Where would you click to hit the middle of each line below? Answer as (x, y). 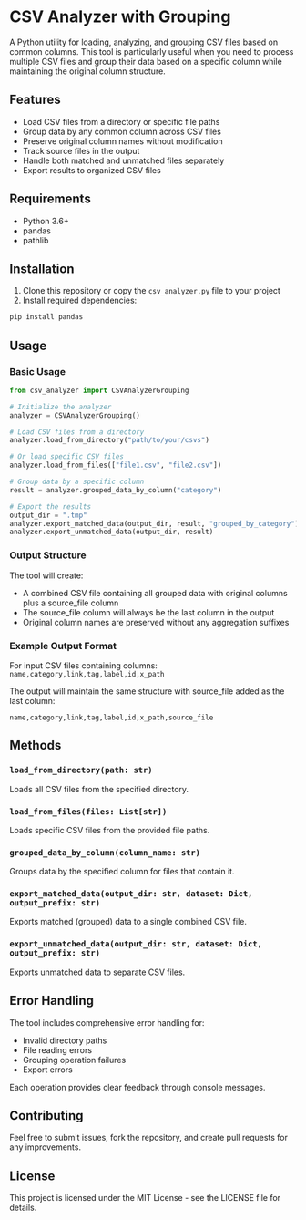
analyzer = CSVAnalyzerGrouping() (75, 415)
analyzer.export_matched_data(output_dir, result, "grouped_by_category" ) (154, 523)
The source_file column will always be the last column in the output (148, 612)
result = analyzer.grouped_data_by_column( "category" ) (116, 490)
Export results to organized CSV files (92, 170)
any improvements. (46, 1147)
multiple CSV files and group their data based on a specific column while (146, 61)
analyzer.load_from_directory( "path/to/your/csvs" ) (109, 440)
